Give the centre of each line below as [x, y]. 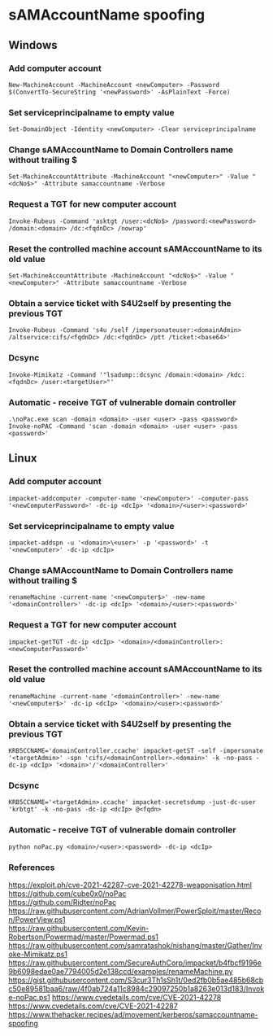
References [32, 867]
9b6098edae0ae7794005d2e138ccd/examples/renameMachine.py [121, 972]
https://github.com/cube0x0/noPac [67, 894]
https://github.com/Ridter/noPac [63, 903]
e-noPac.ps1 [29, 998]
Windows [33, 45]
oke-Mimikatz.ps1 [38, 955]
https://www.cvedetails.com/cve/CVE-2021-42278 [136, 998]
